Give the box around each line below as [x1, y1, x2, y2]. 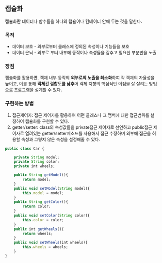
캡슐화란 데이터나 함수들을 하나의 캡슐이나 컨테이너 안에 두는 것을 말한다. [5, 18, 142, 24]
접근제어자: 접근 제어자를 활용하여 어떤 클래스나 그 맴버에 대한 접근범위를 [12, 112, 149, 118]
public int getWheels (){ [14, 227, 64, 232]
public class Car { [5, 146, 45, 151]
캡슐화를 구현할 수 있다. [25, 118, 69, 124]
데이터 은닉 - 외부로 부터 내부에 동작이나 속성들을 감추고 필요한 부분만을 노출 [12, 50, 157, 56]
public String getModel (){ [14, 172, 68, 178]
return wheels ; [22, 231, 53, 236]
